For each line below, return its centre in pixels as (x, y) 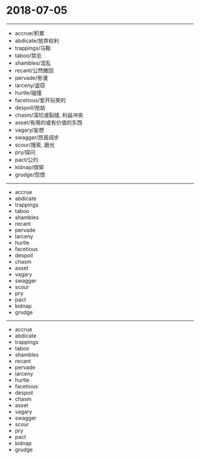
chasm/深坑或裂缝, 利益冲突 (49, 115)
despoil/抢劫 (30, 107)
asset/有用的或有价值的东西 (49, 122)
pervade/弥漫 (31, 77)
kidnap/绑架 (29, 167)
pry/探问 (25, 152)
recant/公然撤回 (34, 70)
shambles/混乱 (33, 63)
